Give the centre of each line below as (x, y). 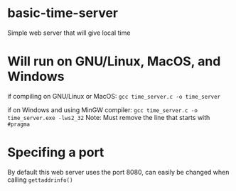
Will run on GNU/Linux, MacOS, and (114, 61)
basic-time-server (63, 13)
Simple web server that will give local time (69, 33)
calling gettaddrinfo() (40, 180)
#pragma (19, 124)
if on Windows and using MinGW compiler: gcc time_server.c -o (102, 110)
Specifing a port (56, 152)
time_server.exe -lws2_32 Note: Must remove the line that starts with (109, 117)
